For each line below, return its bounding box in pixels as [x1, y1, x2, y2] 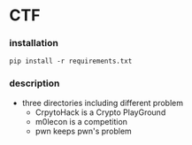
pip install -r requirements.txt [9, 57, 133, 66]
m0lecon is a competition [35, 116, 128, 126]
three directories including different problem [21, 97, 184, 108]
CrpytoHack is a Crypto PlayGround [35, 107, 166, 118]
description [9, 77, 60, 89]
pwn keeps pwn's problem [35, 126, 133, 136]
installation [9, 37, 59, 50]
